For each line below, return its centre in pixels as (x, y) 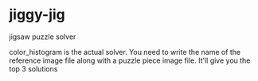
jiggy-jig (37, 15)
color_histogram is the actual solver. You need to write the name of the (125, 52)
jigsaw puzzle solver (43, 37)
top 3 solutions (33, 68)
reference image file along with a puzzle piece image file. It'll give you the (130, 60)
